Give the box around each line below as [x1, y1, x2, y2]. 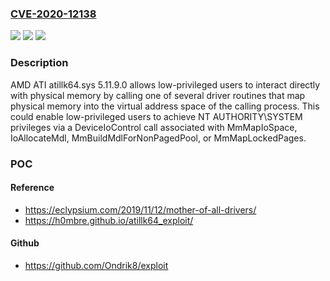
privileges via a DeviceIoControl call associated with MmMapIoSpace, [10, 121, 298, 133]
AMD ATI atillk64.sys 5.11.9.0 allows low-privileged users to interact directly [10, 78, 321, 91]
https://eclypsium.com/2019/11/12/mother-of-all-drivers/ [24, 203, 257, 216]
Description [10, 56, 69, 70]
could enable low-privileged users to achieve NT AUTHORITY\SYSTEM [10, 110, 303, 122]
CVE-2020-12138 [10, 7, 97, 21]
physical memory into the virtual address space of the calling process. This [10, 100, 320, 112]
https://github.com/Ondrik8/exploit [24, 259, 169, 271]
